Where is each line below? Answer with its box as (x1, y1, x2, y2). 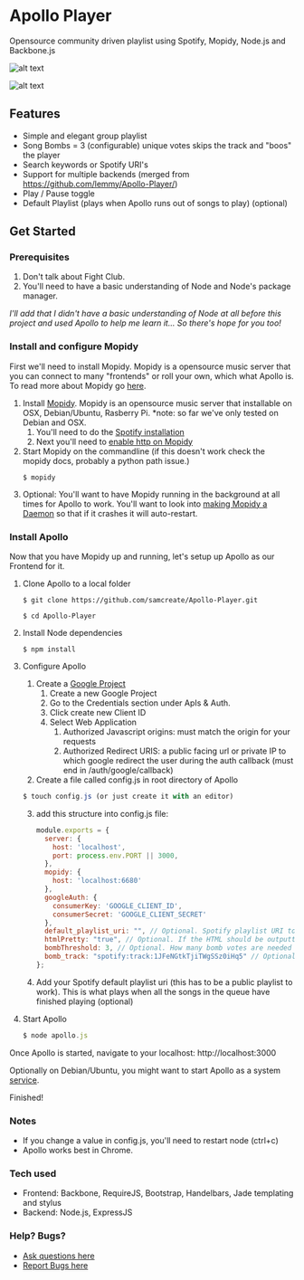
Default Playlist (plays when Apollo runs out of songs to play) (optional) (22, 197, 288, 208)
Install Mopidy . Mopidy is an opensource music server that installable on (22, 397, 292, 408)
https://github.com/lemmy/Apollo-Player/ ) (22, 178, 178, 189)
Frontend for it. (9, 561, 65, 572)
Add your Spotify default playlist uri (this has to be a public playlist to (35, 976, 293, 987)
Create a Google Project (35, 678, 127, 689)
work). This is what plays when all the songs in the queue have (35, 986, 271, 997)
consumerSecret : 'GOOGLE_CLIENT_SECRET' (52, 910, 207, 919)
